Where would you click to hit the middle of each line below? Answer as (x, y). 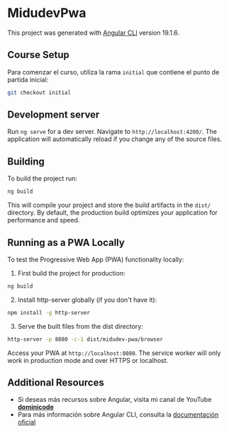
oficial (27, 422)
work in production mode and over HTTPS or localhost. (88, 360)
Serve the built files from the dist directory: (80, 326)
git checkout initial (39, 92)
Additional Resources (56, 382)
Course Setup (38, 55)
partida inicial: (28, 79)
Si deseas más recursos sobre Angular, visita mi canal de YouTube (114, 400)
